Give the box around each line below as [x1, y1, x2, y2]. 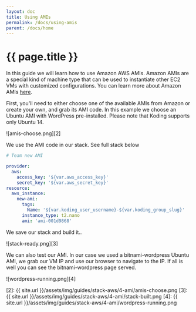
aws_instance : [11, 190, 46, 197]
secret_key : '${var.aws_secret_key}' [16, 180, 109, 186]
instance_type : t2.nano [21, 212, 80, 218]
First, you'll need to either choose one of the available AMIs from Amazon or [6, 100, 191, 107]
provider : [6, 163, 31, 169]
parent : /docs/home [6, 25, 54, 31]
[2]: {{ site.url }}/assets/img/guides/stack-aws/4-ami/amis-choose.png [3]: [6, 286, 188, 294]
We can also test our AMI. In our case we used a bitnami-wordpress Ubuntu [6, 251, 190, 259]
